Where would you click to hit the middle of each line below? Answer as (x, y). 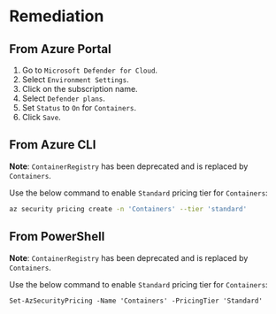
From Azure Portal (61, 49)
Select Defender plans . (64, 98)
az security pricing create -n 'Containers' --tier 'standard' (128, 209)
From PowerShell (57, 237)
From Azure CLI (53, 145)
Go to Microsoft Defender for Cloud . (89, 70)
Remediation (57, 16)
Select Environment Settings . (76, 80)
